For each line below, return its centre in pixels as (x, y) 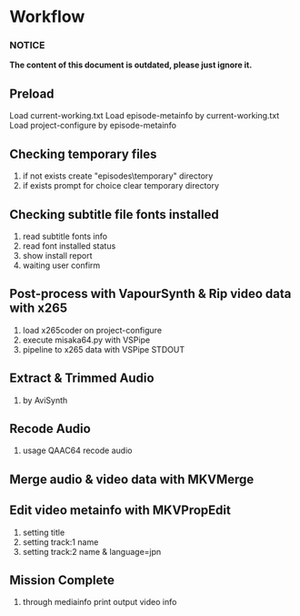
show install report (57, 255)
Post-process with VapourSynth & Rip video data (150, 294)
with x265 (39, 308)
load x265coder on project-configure (92, 330)
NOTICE (27, 46)
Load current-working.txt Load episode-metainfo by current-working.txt (145, 116)
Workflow (47, 17)
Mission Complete (62, 580)
